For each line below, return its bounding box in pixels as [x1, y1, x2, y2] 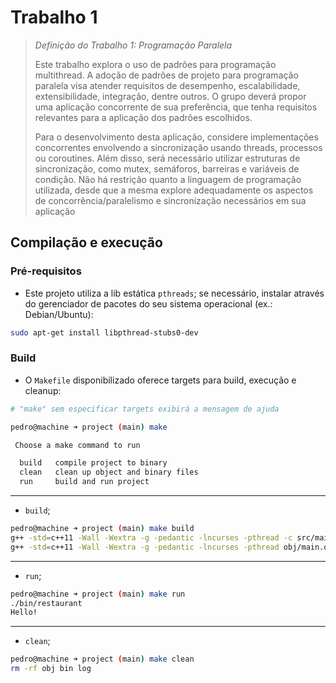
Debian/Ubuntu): [24, 308, 94, 320]
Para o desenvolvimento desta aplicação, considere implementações [34, 131, 319, 143]
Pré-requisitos [10, 264, 82, 278]
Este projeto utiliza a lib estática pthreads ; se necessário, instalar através [24, 287, 325, 299]
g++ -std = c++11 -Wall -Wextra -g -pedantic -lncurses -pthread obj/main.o [10, 542, 329, 552]
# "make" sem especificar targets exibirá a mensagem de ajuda [10, 404, 280, 414]
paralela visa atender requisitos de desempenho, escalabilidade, [34, 79, 301, 91]
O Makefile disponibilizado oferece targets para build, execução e [24, 374, 297, 386]
